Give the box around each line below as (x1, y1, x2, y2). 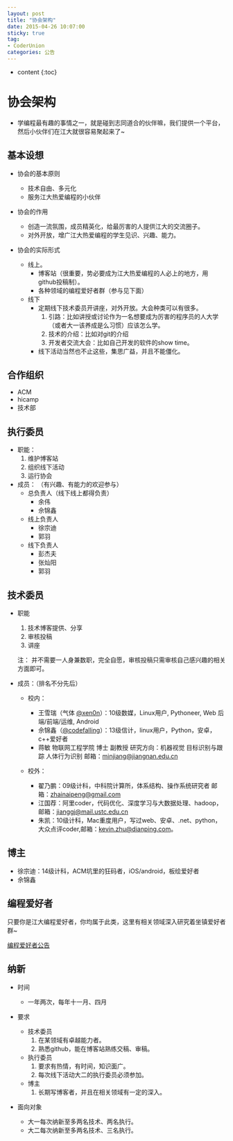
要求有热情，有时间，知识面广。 (37, 1062, 130, 1070)
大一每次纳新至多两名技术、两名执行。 (27, 1117, 137, 1126)
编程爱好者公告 (7, 941, 50, 949)
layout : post (7, 10, 45, 17)
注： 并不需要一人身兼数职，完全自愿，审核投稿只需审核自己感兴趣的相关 (17, 656, 226, 664)
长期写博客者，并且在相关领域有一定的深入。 (37, 1088, 166, 1096)
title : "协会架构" (7, 17, 57, 24)
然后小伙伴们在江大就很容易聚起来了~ (17, 127, 126, 135)
